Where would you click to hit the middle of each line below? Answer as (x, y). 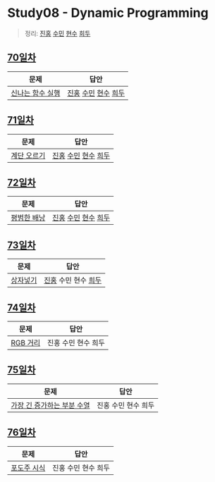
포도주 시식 (28, 468)
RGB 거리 (26, 343)
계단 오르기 (28, 155)
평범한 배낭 (28, 218)
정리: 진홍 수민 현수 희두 (57, 33)
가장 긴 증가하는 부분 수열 (50, 405)
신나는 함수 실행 (36, 93)
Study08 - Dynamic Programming (108, 13)
